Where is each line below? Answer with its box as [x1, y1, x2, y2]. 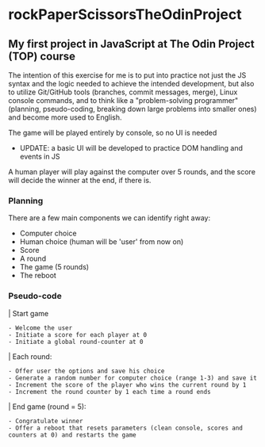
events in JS [19, 152, 61, 161]
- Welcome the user [8, 323, 73, 332]
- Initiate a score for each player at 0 [8, 330, 148, 338]
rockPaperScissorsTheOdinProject [8, 6, 242, 24]
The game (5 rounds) [19, 262, 90, 272]
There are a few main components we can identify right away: [8, 213, 211, 223]
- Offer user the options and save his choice [8, 367, 165, 375]
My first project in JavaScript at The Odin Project [8, 37, 255, 51]
